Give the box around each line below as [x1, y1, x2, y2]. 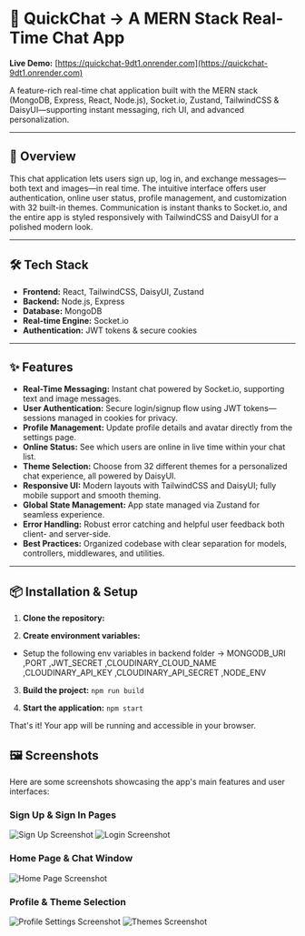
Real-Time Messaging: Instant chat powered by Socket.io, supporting [22, 384, 285, 395]
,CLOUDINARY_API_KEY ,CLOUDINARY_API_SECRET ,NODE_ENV [22, 668, 267, 679]
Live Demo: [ [9, 57, 59, 68]
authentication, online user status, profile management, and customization [9, 192, 288, 203]
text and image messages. [22, 393, 122, 404]
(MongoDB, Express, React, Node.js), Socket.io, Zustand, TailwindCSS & [9, 95, 280, 106]
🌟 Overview [9, 149, 76, 165]
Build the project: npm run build [22, 685, 144, 696]
